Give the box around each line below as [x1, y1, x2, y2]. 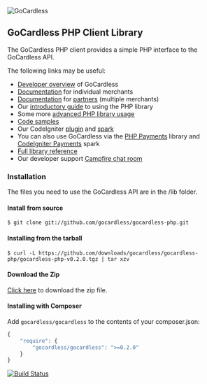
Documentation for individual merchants [17, 87, 134, 96]
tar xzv [107, 255, 130, 262]
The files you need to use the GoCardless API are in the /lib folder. [7, 187, 198, 196]
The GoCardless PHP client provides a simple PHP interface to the [7, 45, 198, 54]
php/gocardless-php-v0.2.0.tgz [7, 255, 99, 262]
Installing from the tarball [7, 234, 83, 242]
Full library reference [17, 147, 78, 155]
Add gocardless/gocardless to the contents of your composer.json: [7, 317, 201, 325]
